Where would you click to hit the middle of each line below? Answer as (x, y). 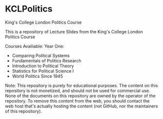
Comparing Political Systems (41, 55)
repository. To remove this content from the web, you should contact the (77, 101)
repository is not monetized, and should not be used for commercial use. (78, 90)
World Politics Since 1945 (37, 76)
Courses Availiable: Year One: (35, 46)
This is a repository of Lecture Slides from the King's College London (74, 31)
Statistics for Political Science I (43, 71)
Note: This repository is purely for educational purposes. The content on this (81, 85)
